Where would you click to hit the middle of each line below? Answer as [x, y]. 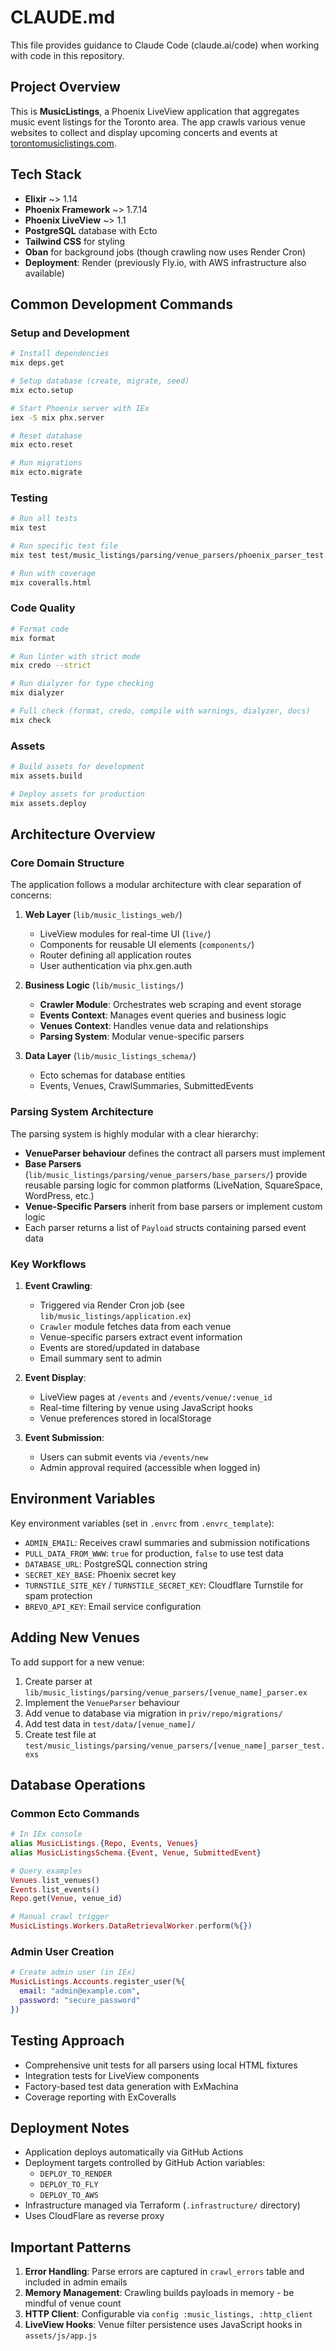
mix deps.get [37, 363]
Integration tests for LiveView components [112, 2075]
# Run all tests [44, 519]
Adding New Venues [75, 1637]
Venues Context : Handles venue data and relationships [154, 1026]
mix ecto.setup [42, 390]
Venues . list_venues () [55, 1880]
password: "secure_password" [80, 2001]
